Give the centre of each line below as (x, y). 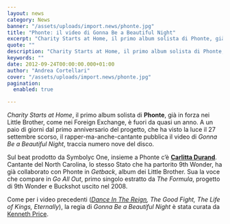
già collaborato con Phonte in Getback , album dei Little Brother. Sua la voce (114, 172)
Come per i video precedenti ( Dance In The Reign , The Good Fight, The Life (114, 199)
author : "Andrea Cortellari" (49, 70)
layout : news (26, 13)
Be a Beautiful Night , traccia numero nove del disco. (81, 144)
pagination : (24, 83)
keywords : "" (26, 58)
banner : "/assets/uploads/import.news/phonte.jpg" (81, 26)
